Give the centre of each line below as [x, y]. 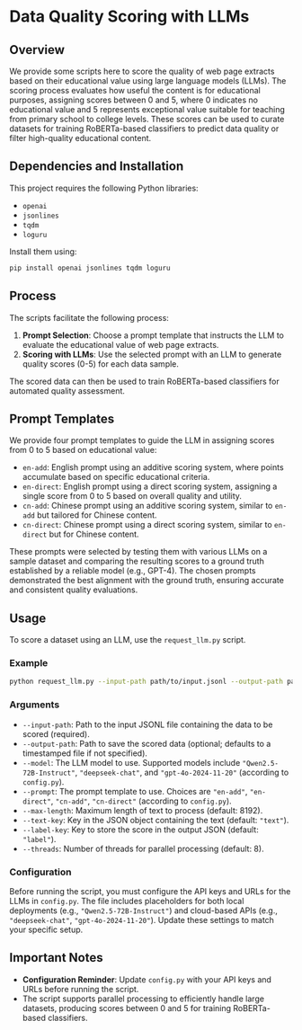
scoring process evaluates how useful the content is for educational [135, 90]
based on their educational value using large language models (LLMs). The [148, 81]
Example [29, 663]
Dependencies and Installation [97, 167]
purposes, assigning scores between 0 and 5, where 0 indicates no [134, 100]
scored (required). [56, 733]
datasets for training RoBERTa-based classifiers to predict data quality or [144, 129]
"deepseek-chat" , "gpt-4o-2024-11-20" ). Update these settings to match [142, 919]
